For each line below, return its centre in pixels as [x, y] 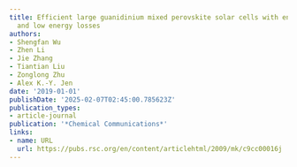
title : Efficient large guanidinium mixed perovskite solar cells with [144, 17]
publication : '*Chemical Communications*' [88, 125]
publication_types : [45, 108]
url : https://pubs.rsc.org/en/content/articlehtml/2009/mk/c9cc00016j [150, 148]
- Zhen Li [27, 50]
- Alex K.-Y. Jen [41, 83]
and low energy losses [59, 26]
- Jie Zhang [31, 58]
